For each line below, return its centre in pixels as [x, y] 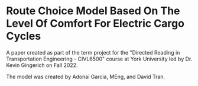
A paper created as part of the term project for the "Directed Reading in [93, 52]
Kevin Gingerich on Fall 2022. [42, 65]
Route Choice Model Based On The [93, 11]
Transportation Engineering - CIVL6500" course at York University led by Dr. [99, 59]
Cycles [24, 36]
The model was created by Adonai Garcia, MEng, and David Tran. [86, 77]
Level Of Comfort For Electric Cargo [95, 23]
